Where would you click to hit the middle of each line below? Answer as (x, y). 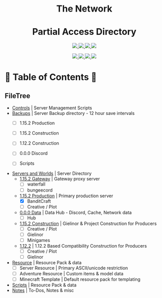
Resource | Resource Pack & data (47, 263)
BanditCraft (39, 201)
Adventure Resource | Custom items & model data (71, 274)
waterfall (36, 184)
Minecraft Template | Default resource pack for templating (80, 279)
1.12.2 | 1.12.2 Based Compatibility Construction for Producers (83, 246)
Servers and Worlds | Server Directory (52, 173)
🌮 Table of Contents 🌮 (51, 77)
